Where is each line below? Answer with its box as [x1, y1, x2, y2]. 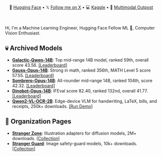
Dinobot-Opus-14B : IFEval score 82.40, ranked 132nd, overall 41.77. [12, 88, 148, 94]
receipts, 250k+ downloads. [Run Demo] [12, 103, 93, 109]
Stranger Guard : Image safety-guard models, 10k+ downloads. [12, 140, 137, 146]
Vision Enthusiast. [5, 30, 41, 36]
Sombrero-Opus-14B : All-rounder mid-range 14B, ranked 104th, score [12, 78, 153, 83]
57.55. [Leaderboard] [12, 72, 54, 78]
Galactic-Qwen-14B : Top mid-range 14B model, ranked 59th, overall [12, 57, 149, 62]
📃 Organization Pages [5, 117, 72, 125]
